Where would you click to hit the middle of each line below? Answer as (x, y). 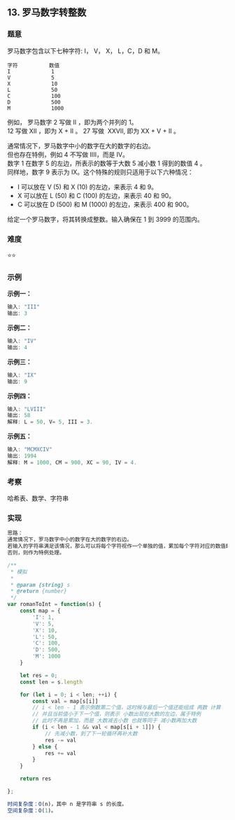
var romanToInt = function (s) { (54, 605)
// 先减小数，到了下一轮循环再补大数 (91, 733)
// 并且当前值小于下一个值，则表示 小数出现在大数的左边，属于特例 (117, 714)
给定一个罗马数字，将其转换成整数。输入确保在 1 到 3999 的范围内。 (106, 219)
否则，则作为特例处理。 (36, 553)
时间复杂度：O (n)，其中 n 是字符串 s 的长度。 (67, 804)
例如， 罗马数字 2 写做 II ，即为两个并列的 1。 (72, 122)
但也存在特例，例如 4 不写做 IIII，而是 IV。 (68, 154)
